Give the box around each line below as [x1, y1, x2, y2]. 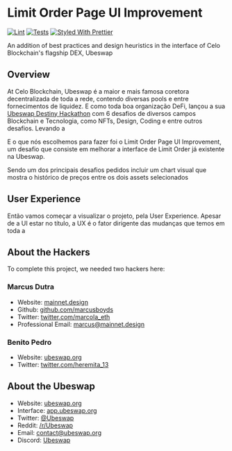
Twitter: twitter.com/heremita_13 [17, 360, 109, 368]
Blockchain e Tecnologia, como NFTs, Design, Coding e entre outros [7, 117, 203, 125]
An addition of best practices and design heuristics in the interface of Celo [7, 41, 221, 49]
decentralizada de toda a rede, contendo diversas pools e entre [7, 94, 189, 103]
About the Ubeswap [7, 380, 95, 393]
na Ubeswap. [7, 152, 45, 160]
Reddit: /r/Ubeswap [17, 421, 74, 429]
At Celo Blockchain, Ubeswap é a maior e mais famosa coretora [7, 87, 190, 95]
